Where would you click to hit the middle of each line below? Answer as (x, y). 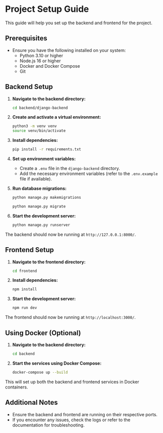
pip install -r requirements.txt (47, 149)
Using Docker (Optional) (43, 333)
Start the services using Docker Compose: (57, 363)
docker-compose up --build (40, 372)
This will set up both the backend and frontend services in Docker (72, 382)
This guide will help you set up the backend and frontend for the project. (79, 23)
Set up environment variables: (44, 159)
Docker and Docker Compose (50, 66)
